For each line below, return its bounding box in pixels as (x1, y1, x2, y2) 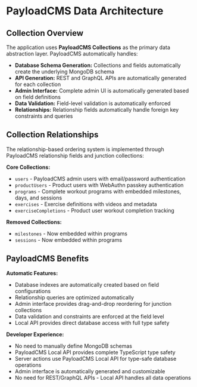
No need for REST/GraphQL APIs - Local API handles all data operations (14, 374, 192, 381)
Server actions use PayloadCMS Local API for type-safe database (14, 355, 177, 362)
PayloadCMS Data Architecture (6, 4, 164, 18)
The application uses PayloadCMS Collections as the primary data (6, 44, 171, 51)
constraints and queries (14, 112, 73, 119)
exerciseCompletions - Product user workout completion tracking (14, 207, 174, 214)
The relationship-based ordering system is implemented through (6, 145, 165, 153)
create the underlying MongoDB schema (14, 68, 115, 75)
